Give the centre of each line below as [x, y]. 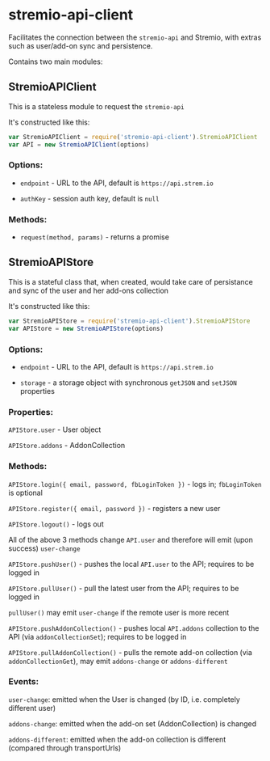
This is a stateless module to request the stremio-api [96, 106]
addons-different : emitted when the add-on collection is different [117, 739]
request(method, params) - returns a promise [94, 237]
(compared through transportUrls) [65, 748]
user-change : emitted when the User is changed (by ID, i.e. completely [124, 699]
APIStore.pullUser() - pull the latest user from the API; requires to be [124, 588]
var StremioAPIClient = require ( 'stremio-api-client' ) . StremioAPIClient [133, 137]
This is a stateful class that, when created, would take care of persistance [131, 281]
